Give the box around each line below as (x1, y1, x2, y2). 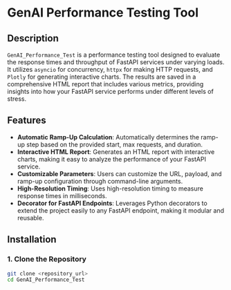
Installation (7, 233, 57, 246)
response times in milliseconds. (17, 191, 107, 200)
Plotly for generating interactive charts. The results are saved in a (7, 72, 196, 81)
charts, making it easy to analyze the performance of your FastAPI (17, 155, 206, 163)
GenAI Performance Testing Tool (7, 5, 199, 21)
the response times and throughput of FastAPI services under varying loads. (7, 58, 225, 66)
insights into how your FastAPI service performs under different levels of (7, 88, 214, 95)
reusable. (17, 213, 44, 222)
